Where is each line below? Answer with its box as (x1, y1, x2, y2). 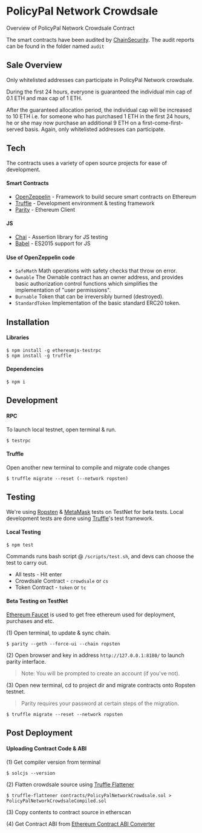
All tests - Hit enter (15, 570, 62, 578)
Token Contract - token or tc (15, 584, 86, 591)
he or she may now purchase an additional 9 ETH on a (6, 119, 141, 126)
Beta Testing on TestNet (6, 598, 68, 605)
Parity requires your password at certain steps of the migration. (21, 700, 180, 707)
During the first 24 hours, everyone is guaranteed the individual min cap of (6, 88, 192, 95)
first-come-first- (142, 119, 183, 126)
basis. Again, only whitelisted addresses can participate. (25, 126, 166, 133)
